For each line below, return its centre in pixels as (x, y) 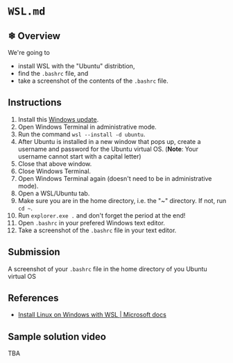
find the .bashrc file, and (53, 73)
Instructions (35, 103)
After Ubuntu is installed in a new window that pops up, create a (109, 141)
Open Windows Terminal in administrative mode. (87, 127)
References (33, 298)
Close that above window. (55, 163)
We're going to (29, 53)
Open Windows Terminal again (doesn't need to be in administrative (115, 178)
